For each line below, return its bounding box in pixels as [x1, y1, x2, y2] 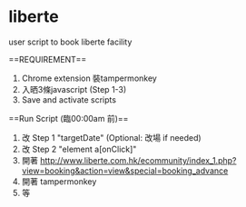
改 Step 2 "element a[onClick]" [21, 143, 137, 154]
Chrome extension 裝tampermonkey [21, 73, 158, 84]
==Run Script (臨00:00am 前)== [8, 113, 129, 123]
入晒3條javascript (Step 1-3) [21, 84, 127, 94]
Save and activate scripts [21, 94, 117, 105]
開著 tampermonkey [21, 175, 97, 187]
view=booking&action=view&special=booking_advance [21, 165, 229, 176]
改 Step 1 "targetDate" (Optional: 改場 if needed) [21, 132, 202, 143]
